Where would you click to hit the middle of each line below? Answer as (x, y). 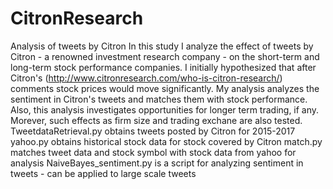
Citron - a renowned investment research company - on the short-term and (165, 56)
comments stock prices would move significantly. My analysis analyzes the (165, 88)
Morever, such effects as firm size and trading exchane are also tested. (156, 120)
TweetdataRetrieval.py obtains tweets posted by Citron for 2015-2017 (153, 131)
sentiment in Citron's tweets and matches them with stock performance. (159, 99)
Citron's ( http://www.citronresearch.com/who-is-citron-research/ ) (146, 78)
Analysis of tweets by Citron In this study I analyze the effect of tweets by (162, 46)
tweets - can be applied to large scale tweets (103, 173)
